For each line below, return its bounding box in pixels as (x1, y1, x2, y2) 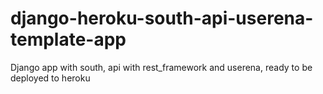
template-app (10, 28, 127, 51)
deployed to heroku (10, 72, 91, 84)
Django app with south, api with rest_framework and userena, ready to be (10, 61, 313, 73)
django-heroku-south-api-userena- (10, 7, 314, 30)
